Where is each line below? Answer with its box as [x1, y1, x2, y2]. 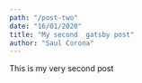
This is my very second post [9, 63, 114, 74]
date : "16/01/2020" [9, 22, 83, 31]
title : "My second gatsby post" [9, 30, 135, 39]
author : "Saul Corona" [9, 38, 94, 48]
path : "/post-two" [9, 13, 78, 23]
